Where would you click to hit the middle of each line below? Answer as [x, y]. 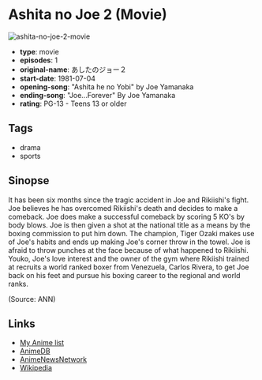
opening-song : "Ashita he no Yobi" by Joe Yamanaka [107, 87]
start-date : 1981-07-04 [58, 78]
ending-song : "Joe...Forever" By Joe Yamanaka [97, 95]
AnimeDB [35, 351]
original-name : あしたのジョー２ [73, 70]
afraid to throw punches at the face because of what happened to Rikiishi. [128, 250]
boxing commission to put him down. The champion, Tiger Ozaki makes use [131, 233]
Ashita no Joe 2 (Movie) [88, 15]
